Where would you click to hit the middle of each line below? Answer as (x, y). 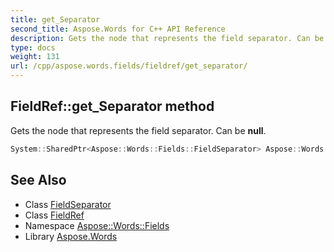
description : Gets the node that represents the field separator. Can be (167, 38)
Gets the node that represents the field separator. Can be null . (138, 130)
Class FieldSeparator (68, 204)
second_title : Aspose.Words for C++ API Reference (118, 29)
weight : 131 (35, 57)
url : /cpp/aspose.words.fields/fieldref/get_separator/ (129, 66)
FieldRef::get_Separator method (112, 106)
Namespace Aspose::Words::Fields (97, 225)
